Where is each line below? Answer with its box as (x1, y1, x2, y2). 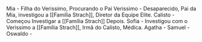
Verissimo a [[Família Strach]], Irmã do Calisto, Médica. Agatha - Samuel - (6, 24, 190, 31)
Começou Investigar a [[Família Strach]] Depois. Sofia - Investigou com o (6, 18, 188, 24)
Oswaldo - (6, 30, 33, 37)
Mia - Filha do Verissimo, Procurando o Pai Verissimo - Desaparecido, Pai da (6, 5, 197, 12)
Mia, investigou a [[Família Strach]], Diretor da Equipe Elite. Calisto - (6, 11, 175, 18)
